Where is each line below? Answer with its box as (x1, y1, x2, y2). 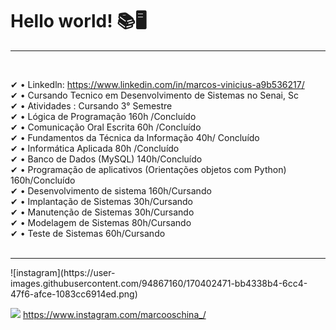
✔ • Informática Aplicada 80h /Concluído (10, 142, 180, 154)
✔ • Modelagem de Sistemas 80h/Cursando (10, 216, 192, 228)
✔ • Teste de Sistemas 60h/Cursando (10, 227, 166, 239)
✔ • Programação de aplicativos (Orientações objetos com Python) (10, 163, 287, 175)
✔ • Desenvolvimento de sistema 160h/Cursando (10, 184, 212, 197)
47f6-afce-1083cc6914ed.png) (10, 288, 138, 300)
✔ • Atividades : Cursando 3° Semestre (10, 99, 173, 112)
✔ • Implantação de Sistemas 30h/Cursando (10, 195, 193, 207)
